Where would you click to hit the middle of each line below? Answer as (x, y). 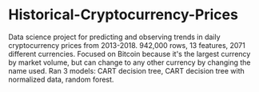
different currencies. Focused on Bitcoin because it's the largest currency (129, 54)
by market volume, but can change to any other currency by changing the (129, 62)
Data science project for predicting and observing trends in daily (115, 37)
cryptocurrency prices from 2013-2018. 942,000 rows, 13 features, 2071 (127, 45)
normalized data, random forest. (61, 79)
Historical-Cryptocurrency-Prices (123, 15)
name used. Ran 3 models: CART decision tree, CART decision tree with (127, 70)
